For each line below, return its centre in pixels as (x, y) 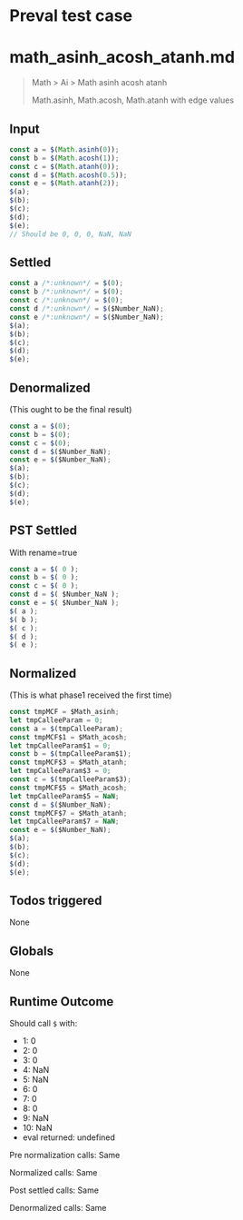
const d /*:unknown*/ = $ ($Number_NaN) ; (87, 309)
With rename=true (44, 552)
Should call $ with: (44, 1023)
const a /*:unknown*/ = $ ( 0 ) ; (67, 283)
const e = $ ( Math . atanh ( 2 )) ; (64, 183)
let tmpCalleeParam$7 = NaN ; (64, 822)
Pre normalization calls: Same (65, 1155)
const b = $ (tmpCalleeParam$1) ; (70, 754)
